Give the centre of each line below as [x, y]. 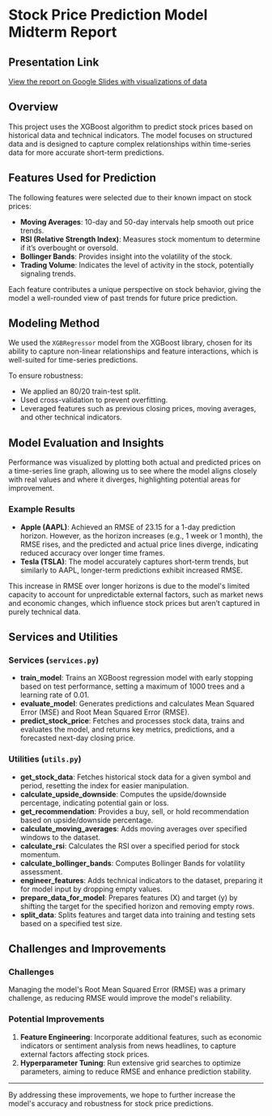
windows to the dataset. [60, 837]
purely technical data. [45, 612]
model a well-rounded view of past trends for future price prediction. [123, 298]
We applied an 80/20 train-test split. [81, 392]
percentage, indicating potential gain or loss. [94, 803]
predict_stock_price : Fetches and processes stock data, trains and [132, 721]
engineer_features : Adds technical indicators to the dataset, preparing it [141, 880]
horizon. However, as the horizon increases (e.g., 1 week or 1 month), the [141, 535]
